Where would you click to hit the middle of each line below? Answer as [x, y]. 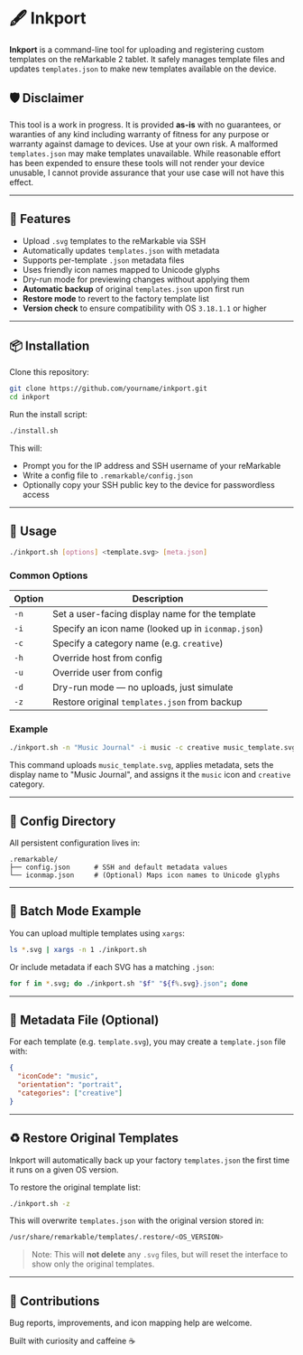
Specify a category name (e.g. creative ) [138, 643]
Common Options [49, 575]
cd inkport [30, 397]
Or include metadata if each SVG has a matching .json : [112, 967]
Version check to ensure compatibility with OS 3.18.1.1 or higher [144, 308]
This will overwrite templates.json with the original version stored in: [137, 1220]
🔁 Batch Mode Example [75, 911]
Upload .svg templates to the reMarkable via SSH [114, 240]
